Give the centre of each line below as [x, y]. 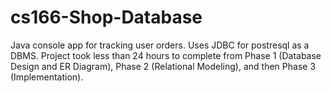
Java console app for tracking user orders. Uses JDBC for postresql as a [160, 45]
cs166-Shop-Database [106, 17]
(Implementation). [47, 77]
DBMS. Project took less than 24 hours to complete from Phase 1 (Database [166, 55]
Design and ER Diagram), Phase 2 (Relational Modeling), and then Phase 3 [163, 66]
